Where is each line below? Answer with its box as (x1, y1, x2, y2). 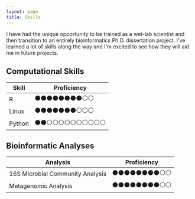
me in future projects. (6, 49, 58, 56)
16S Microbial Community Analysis (9, 169, 107, 178)
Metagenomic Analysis (9, 181, 73, 190)
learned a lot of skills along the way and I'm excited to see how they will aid (6, 43, 190, 50)
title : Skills (6, 14, 41, 20)
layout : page (6, 8, 38, 15)
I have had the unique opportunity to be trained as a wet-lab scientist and (6, 30, 185, 37)
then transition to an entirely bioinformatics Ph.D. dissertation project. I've (6, 37, 186, 44)
